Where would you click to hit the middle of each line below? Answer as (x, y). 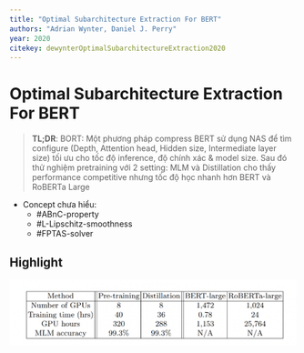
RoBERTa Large (61, 187)
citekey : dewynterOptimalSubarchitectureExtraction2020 (117, 48)
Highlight (36, 262)
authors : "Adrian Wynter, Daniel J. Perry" (93, 29)
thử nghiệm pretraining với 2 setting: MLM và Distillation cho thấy (153, 167)
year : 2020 (30, 38)
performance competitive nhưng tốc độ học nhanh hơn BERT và (151, 177)
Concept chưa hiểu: (60, 205)
